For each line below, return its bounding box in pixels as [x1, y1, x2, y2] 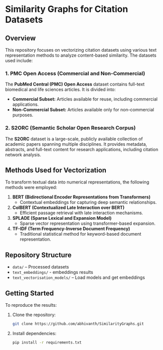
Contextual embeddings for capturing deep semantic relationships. [19, 199, 157, 205]
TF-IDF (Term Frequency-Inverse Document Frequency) [12, 226, 130, 232]
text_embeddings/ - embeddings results [12, 269, 93, 275]
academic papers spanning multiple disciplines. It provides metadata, [5, 141, 148, 147]
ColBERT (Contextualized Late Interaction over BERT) [12, 205, 125, 211]
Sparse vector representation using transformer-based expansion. [19, 220, 156, 227]
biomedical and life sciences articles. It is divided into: [5, 87, 116, 92]
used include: [5, 58, 33, 63]
